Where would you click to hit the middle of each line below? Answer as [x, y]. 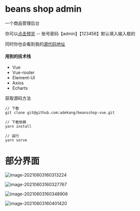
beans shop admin [43, 9]
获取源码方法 [18, 98]
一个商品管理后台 [22, 23]
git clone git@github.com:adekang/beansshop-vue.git [60, 113]
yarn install [18, 127]
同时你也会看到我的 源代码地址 [35, 44]
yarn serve [16, 141]
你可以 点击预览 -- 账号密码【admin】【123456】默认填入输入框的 [70, 33]
